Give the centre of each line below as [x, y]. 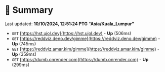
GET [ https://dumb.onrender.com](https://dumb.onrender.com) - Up [80, 59]
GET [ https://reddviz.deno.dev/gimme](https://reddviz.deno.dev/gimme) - [86, 38]
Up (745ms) [24, 43]
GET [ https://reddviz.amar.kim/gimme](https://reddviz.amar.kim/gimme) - [85, 49]
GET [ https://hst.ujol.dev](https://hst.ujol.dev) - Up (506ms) [71, 33]
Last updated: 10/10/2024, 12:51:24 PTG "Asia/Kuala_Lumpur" [69, 24]
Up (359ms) [24, 54]
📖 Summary [29, 10]
